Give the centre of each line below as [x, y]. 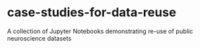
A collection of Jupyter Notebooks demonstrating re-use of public [100, 31]
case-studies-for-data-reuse [92, 13]
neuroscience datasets [39, 38]
